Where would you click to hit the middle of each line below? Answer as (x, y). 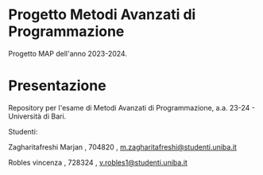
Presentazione (57, 86)
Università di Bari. (37, 116)
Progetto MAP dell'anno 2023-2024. (68, 53)
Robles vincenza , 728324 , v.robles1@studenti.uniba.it (98, 162)
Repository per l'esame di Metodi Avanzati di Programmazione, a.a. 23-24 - (132, 107)
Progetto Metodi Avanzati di (102, 15)
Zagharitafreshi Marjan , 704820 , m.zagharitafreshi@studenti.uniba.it (122, 147)
